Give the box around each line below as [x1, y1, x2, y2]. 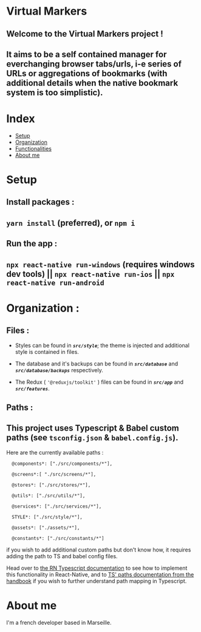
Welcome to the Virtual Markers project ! [6, 29, 164, 39]
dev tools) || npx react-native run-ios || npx [6, 268, 175, 279]
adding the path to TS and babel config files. [6, 552, 118, 559]
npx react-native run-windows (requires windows [6, 259, 195, 270]
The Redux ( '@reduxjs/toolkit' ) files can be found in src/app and [15, 378, 184, 386]
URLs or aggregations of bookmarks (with [6, 68, 168, 79]
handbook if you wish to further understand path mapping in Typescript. [6, 577, 187, 584]
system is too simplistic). [6, 87, 103, 98]
